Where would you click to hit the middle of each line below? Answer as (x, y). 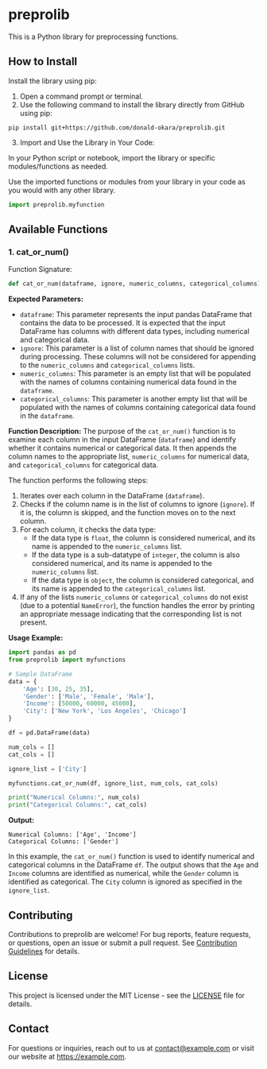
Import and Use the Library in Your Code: (87, 142)
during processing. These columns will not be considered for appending (138, 357)
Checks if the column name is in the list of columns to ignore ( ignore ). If (137, 504)
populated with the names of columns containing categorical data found (137, 408)
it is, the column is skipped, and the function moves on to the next (128, 513)
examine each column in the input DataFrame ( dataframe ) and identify (122, 440)
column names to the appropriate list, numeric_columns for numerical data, (129, 457)
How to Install (43, 62)
